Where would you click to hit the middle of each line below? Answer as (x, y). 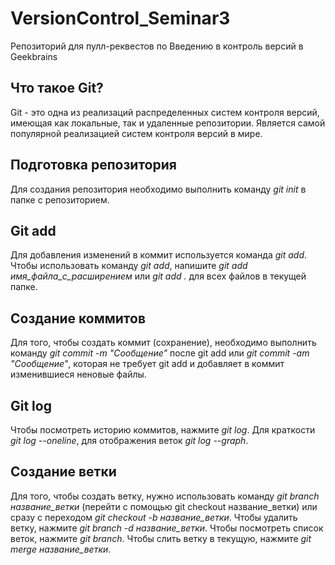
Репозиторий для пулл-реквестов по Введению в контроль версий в (157, 46)
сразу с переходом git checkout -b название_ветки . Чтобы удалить (154, 517)
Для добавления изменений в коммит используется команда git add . (159, 255)
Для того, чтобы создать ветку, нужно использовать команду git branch (165, 496)
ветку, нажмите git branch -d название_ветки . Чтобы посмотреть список (167, 528)
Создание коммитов (78, 318)
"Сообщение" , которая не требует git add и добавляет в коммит (147, 364)
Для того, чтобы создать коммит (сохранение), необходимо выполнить (163, 343)
